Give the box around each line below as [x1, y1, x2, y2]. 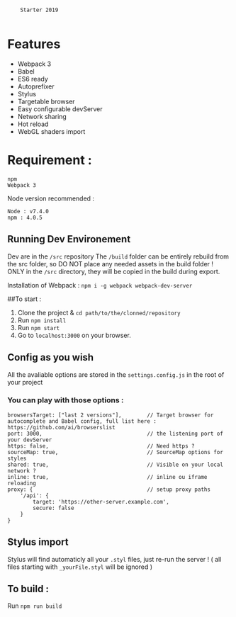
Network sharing [17, 112, 67, 120]
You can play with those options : [7, 395, 124, 405]
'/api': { [20, 492, 50, 499]
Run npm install [17, 316, 67, 324]
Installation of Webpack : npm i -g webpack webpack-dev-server [7, 281, 193, 289]
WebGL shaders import [17, 127, 86, 135]
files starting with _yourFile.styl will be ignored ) [7, 562, 153, 571]
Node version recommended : [7, 194, 94, 203]
